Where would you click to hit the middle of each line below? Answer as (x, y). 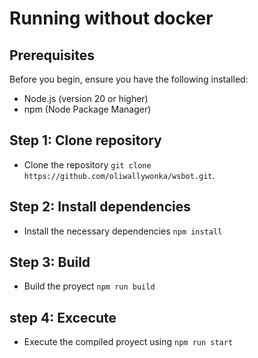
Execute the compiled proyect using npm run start (128, 342)
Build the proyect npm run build (89, 286)
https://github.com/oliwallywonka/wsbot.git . (119, 175)
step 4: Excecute (63, 317)
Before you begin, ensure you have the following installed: (129, 79)
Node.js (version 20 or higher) (86, 98)
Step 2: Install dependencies (100, 207)
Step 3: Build (50, 262)
